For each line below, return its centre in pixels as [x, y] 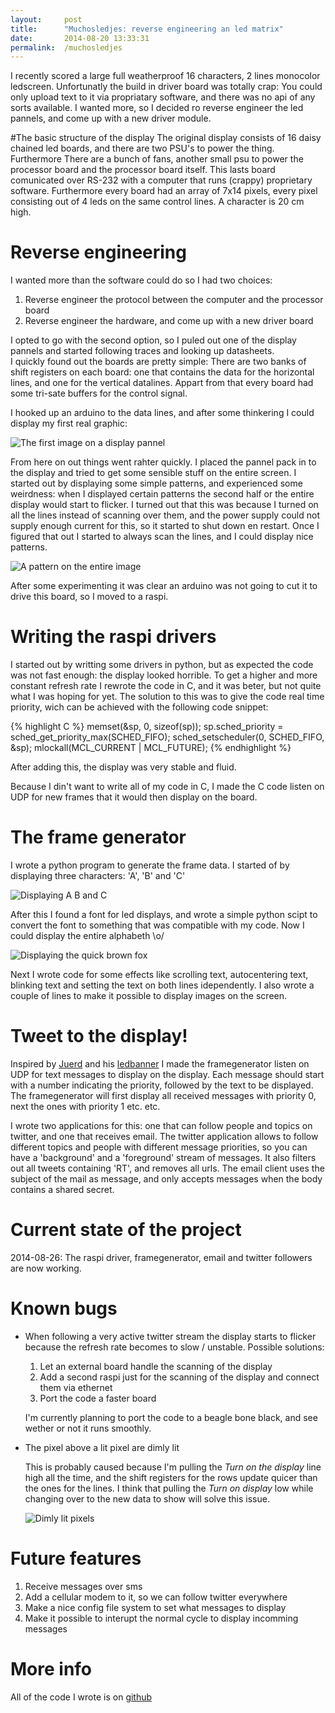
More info [51, 1669]
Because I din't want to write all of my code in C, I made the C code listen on [167, 787]
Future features [76, 1558]
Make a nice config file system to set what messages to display [155, 1607]
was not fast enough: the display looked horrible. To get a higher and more [164, 675]
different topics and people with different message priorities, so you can [159, 1147]
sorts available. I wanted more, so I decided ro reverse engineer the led [157, 108]
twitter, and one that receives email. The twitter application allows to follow [164, 1136]
